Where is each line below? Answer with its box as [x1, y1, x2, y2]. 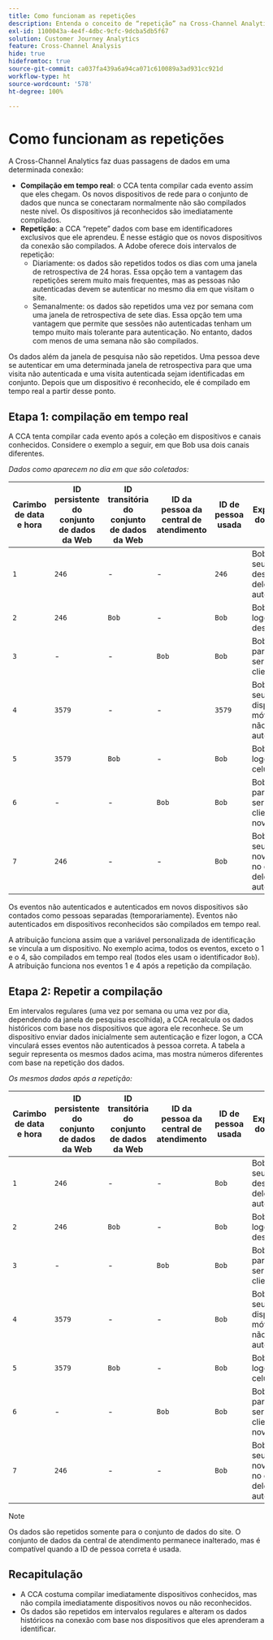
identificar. [19, 1624, 57, 1634]
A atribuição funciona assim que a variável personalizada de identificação [8, 935, 256, 945]
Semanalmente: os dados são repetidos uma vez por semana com [32, 301, 254, 311]
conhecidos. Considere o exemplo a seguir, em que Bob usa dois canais [8, 440, 250, 450]
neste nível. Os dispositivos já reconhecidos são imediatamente [19, 206, 233, 216]
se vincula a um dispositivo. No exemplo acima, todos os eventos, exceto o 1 [8, 944, 265, 954]
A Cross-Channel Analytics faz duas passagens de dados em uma [8, 156, 230, 167]
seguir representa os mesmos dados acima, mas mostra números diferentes [8, 1049, 264, 1058]
